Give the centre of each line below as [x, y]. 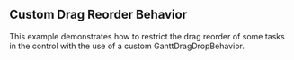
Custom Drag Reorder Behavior [98, 15]
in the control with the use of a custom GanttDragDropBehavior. [127, 46]
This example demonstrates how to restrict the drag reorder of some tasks [147, 36]
